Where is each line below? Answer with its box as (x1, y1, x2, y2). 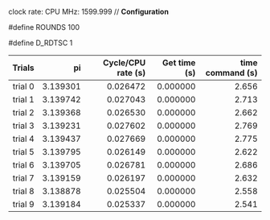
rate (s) (117, 68, 146, 78)
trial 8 (12, 185, 35, 197)
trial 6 (12, 160, 35, 170)
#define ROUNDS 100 (8, 23, 80, 31)
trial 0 (12, 81, 35, 92)
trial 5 (12, 147, 35, 157)
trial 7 (12, 172, 35, 184)
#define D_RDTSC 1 (8, 38, 73, 48)
